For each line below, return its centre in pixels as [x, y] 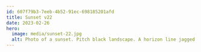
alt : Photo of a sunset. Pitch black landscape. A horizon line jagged [104, 39]
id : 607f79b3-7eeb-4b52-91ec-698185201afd [60, 12]
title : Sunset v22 [29, 17]
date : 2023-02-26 [28, 23]
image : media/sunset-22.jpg [47, 34]
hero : [13, 28]
